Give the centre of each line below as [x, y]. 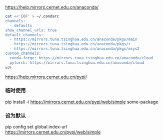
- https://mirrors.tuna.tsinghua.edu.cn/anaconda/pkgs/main [73, 39]
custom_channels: [23, 53]
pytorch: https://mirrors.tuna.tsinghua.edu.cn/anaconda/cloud [77, 63]
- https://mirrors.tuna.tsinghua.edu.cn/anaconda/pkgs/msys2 [75, 49]
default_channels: [24, 35]
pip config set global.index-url [36, 127]
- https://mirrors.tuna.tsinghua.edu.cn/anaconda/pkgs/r [70, 44]
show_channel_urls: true [31, 30]
